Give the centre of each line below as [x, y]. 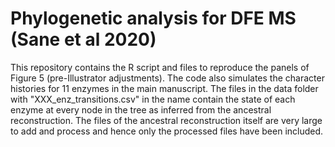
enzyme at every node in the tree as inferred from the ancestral [141, 109]
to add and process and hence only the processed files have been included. [167, 131]
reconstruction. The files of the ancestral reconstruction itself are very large [166, 120]
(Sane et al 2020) [83, 39]
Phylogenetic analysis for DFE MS [153, 18]
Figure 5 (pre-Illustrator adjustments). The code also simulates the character [167, 78]
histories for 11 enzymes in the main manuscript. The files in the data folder [164, 88]
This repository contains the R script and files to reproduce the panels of [160, 67]
